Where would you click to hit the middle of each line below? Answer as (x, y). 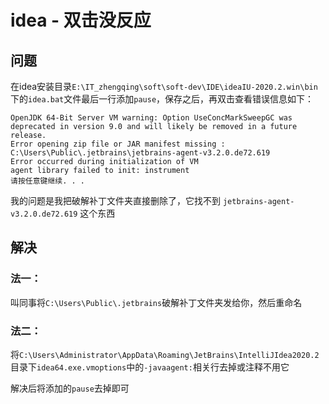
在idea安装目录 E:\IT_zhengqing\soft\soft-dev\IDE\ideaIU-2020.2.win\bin (164, 86)
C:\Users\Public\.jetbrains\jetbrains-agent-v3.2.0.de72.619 (140, 153)
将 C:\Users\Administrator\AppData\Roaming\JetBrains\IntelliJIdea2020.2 (165, 354)
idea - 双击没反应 (81, 20)
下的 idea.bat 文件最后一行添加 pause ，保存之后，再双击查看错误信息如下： (162, 99)
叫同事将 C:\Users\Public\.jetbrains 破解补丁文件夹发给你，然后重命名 (156, 302)
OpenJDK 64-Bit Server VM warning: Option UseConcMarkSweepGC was (151, 118)
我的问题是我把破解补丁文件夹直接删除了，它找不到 (115, 200)
